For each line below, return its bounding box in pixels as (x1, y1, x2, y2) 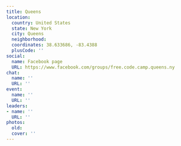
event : (6, 86, 23, 92)
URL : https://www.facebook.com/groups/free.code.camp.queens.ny (11, 64, 175, 70)
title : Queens (6, 8, 42, 15)
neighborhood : (11, 36, 47, 42)
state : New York (11, 25, 52, 32)
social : (6, 53, 26, 59)
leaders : (6, 102, 28, 109)
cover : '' (11, 131, 36, 137)
